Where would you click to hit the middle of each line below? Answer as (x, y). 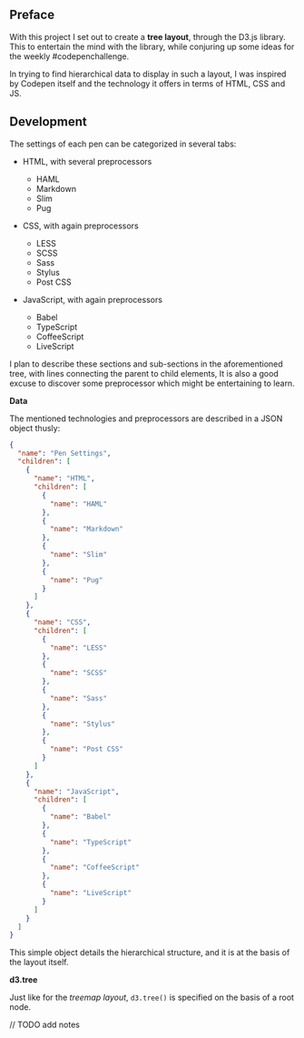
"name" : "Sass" (78, 698)
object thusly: (35, 428)
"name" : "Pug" (76, 580)
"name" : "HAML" (78, 504)
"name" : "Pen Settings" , (64, 453)
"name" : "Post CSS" (87, 750)
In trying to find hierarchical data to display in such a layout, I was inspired (148, 74)
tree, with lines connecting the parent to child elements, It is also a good (144, 373)
